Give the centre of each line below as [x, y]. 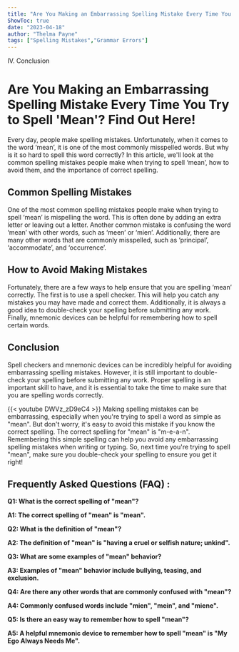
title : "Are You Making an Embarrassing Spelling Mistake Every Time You [119, 14]
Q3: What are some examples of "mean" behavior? [85, 556]
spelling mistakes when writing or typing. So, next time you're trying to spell [119, 447]
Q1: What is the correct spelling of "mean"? [73, 501]
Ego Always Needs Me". [44, 641]
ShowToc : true [29, 21]
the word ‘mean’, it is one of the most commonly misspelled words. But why [118, 148]
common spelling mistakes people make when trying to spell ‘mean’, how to [118, 163]
